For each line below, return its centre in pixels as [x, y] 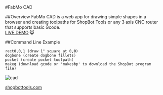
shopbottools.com [23, 87]
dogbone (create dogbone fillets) [41, 55]
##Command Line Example [33, 42]
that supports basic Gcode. [33, 27]
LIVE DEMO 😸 [20, 32]
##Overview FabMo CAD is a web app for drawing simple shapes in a [76, 17]
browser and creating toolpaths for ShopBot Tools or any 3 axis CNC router [81, 22]
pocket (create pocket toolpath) [40, 60]
